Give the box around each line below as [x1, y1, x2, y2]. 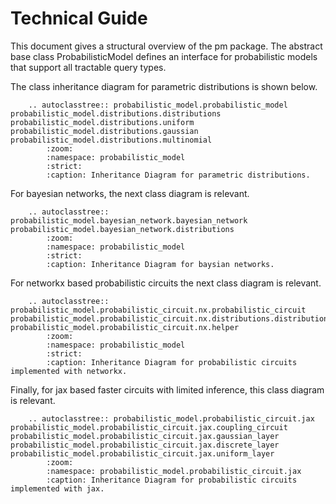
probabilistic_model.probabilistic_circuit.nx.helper [10, 322, 240, 332]
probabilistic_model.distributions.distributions [10, 108, 222, 119]
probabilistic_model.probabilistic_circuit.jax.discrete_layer [10, 440, 280, 450]
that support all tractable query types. [10, 61, 167, 73]
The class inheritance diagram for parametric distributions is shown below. [10, 80, 318, 92]
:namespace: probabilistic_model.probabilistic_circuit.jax [46, 466, 302, 476]
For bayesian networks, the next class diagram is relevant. [10, 187, 250, 199]
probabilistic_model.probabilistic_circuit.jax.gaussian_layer [10, 431, 280, 441]
